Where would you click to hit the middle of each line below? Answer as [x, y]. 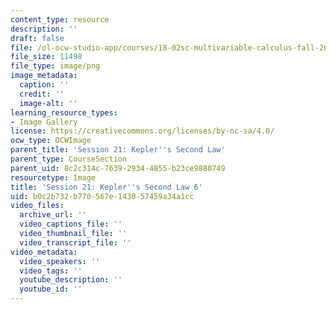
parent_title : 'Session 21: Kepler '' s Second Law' [118, 150]
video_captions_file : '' [71, 224]
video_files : [37, 206]
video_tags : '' [51, 271]
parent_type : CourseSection [69, 159]
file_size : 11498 [46, 57]
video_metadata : [44, 252]
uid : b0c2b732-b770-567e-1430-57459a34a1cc [102, 196]
